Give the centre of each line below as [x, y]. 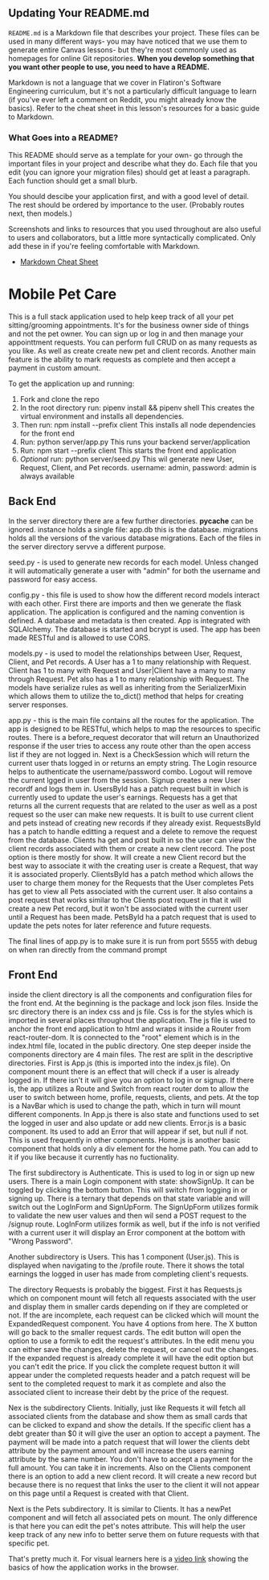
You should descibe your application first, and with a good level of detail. [128, 196]
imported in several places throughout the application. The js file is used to [132, 1020]
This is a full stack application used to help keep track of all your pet [121, 316]
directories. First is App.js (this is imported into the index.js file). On [119, 1063]
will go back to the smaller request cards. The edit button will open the [125, 1332]
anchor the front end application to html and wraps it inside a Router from [130, 1028]
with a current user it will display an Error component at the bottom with [127, 1232]
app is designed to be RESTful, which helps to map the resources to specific [134, 729]
